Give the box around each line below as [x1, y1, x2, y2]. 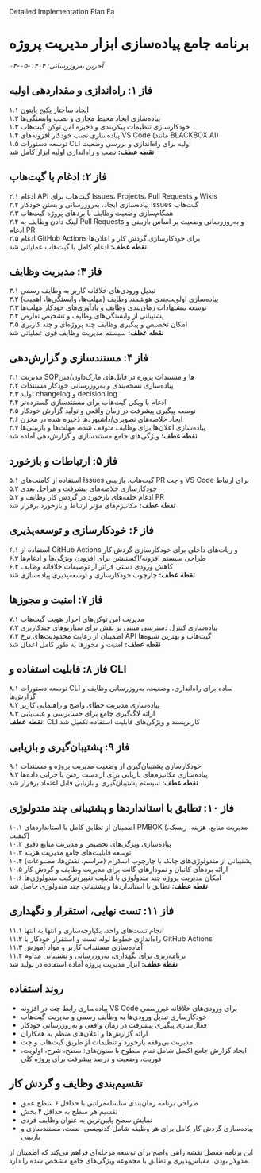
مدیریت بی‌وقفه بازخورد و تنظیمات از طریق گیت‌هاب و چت [20, 1036, 194, 1047]
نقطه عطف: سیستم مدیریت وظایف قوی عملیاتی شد [9, 328, 164, 338]
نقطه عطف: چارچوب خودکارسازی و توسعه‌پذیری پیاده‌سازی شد [9, 569, 195, 579]
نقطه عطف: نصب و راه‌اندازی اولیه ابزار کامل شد [9, 147, 155, 156]
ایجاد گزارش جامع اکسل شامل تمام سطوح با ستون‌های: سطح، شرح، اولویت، [20, 1045, 247, 1055]
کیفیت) [9, 831, 30, 840]
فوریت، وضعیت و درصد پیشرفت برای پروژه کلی [20, 1054, 162, 1063]
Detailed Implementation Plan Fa [9, 7, 115, 16]
